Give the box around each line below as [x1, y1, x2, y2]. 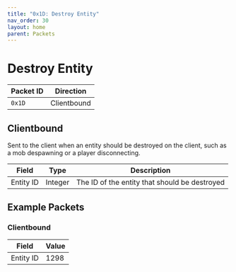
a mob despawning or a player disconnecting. [7, 149, 141, 157]
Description [130, 166, 171, 175]
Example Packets [7, 201, 85, 213]
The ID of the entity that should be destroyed [76, 178, 225, 187]
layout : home [7, 23, 46, 30]
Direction [54, 86, 87, 96]
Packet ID [11, 86, 44, 96]
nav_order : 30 [7, 17, 49, 24]
